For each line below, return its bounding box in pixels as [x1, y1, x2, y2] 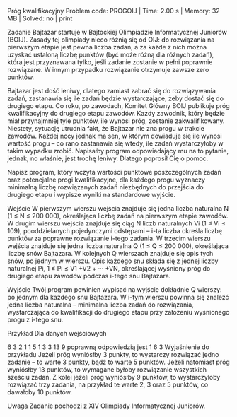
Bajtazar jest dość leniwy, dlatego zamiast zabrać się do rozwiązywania [7, 87, 216, 95]
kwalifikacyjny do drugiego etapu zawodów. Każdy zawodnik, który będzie [7, 110, 225, 117]
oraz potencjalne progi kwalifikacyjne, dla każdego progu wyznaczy [7, 175, 206, 184]
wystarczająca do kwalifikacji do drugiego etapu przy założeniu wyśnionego [7, 308, 230, 316]
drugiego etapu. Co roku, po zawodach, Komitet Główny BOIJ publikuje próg [7, 102, 230, 110]
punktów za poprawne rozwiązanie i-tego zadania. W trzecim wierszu [7, 234, 211, 242]
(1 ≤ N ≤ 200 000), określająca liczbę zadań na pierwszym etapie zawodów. [7, 212, 229, 220]
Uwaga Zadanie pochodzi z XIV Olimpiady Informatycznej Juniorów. [7, 401, 206, 410]
